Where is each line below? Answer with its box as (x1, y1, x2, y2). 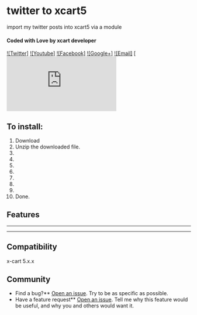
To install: (6, 122, 43, 131)
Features (6, 210, 40, 220)
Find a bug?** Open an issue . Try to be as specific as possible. (15, 290, 168, 297)
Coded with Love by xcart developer (6, 37, 96, 44)
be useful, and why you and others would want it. (15, 302, 134, 309)
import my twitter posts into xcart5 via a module (6, 23, 122, 30)
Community (6, 274, 51, 284)
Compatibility (6, 242, 57, 252)
